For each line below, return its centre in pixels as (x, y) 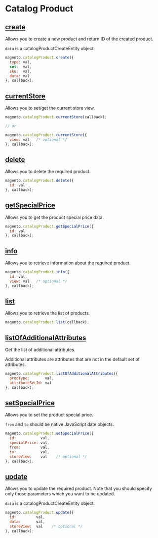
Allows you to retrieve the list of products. (48, 313)
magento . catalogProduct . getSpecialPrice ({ (49, 226)
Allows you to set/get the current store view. (50, 108)
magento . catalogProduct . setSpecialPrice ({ (49, 434)
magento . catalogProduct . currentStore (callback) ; (56, 117)
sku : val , (21, 71)
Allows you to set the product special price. (49, 415)
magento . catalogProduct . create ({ (39, 58)
